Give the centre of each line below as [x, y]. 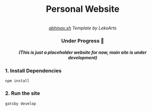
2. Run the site [23, 93]
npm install [17, 81]
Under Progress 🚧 [83, 40]
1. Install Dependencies [33, 71]
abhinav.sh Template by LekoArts [83, 28]
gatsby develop [21, 104]
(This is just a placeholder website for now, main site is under [83, 52]
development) [83, 58]
